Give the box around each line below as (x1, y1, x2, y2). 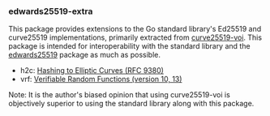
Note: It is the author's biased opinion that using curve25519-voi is (8, 90, 231, 100)
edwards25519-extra (8, 6, 93, 17)
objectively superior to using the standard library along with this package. (8, 99, 255, 109)
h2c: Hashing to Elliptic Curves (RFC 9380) (19, 66, 165, 75)
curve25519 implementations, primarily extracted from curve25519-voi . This (8, 32, 262, 42)
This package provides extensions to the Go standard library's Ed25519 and (8, 24, 262, 34)
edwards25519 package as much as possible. (8, 50, 161, 60)
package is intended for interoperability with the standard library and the (8, 41, 251, 51)
